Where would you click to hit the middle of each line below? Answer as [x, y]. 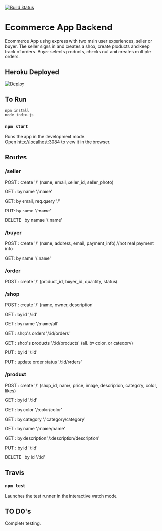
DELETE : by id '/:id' [25, 457]
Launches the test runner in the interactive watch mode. [62, 496]
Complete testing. [23, 523]
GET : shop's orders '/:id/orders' [37, 333]
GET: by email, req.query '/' [33, 201]
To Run [16, 99]
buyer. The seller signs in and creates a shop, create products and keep [78, 46]
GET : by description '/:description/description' [52, 438]
